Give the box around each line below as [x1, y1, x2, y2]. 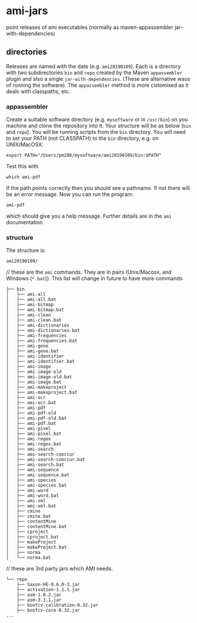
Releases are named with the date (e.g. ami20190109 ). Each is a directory [6, 63, 181, 70]
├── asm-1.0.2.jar [16, 592, 62, 598]
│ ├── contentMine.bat [6, 524, 67, 530]
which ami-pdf [6, 174, 41, 181]
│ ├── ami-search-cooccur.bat [6, 457, 85, 463]
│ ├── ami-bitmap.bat [6, 307, 65, 313]
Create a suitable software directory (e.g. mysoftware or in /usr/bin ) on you [6, 116, 188, 123]
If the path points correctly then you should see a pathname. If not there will [6, 185, 190, 192]
